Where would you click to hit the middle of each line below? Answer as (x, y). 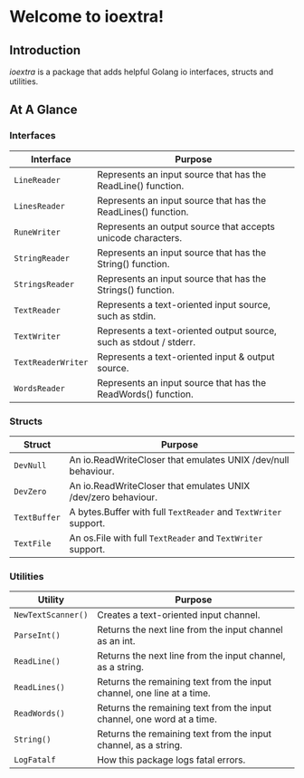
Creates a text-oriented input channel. (178, 615)
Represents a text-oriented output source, (187, 331)
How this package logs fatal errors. (171, 760)
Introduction (45, 50)
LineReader (37, 180)
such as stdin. (126, 316)
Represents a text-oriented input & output (185, 357)
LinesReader (40, 206)
